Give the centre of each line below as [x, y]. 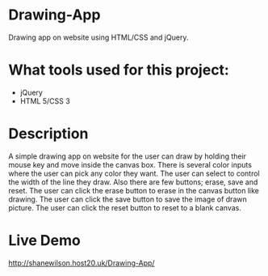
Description [48, 134]
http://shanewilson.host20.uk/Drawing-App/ [82, 263]
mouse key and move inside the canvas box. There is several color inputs [130, 164]
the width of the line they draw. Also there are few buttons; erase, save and [133, 182]
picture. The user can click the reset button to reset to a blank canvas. [125, 207]
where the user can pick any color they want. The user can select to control [134, 173]
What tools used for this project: [119, 70]
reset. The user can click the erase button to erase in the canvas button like [134, 190]
